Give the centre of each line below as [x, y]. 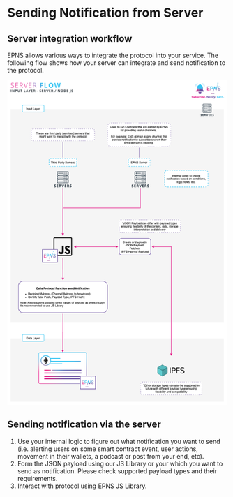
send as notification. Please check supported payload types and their [117, 471]
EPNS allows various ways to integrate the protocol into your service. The [113, 55]
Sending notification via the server [84, 425]
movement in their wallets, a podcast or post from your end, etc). [111, 456]
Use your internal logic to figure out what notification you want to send [119, 441]
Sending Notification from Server [105, 13]
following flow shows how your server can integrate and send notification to [116, 63]
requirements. [37, 478]
